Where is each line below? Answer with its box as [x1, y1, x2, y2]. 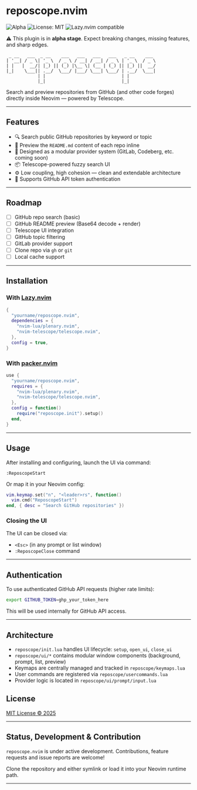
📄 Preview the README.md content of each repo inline [14, 141, 140, 148]
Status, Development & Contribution [6, 732, 141, 742]
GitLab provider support [14, 239, 73, 247]
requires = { [11, 383, 43, 389]
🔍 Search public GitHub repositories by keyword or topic [14, 133, 152, 140]
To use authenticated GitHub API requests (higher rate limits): [6, 586, 154, 593]
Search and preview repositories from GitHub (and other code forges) [6, 88, 175, 95]
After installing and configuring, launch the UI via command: [6, 459, 151, 466]
